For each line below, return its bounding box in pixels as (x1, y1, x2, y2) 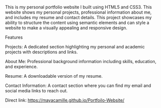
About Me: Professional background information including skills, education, (5, 59, 157, 64)
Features (5, 34, 23, 40)
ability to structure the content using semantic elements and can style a (5, 20, 149, 25)
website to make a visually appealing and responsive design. (5, 25, 127, 31)
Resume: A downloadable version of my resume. (5, 73, 103, 79)
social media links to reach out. (5, 88, 68, 93)
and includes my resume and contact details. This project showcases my (5, 15, 152, 20)
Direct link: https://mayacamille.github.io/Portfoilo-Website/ (5, 97, 125, 103)
